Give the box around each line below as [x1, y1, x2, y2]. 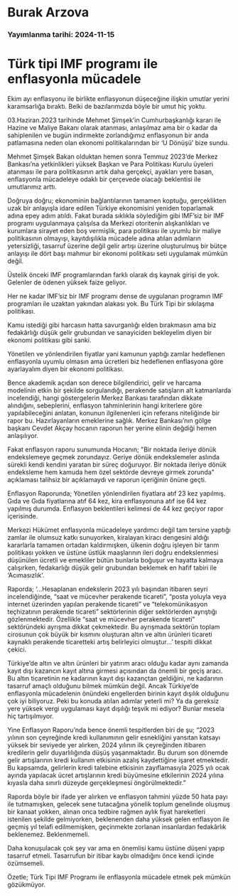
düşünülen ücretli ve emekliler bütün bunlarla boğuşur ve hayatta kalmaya [7, 556, 224, 565]
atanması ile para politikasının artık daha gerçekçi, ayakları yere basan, [7, 168, 215, 176]
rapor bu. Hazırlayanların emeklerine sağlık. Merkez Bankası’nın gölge [7, 417, 212, 425]
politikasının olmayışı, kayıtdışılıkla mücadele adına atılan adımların [7, 234, 201, 242]
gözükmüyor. [7, 880, 46, 889]
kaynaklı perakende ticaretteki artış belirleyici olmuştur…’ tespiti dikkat [7, 638, 212, 646]
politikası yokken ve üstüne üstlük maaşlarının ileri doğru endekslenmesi [7, 548, 219, 557]
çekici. [7, 645, 27, 654]
